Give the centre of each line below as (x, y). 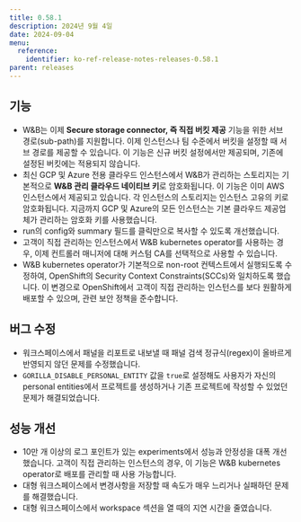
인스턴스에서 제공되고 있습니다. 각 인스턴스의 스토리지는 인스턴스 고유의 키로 (155, 197)
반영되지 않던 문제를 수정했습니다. (81, 364)
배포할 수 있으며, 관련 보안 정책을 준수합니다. (100, 298)
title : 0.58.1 (36, 18)
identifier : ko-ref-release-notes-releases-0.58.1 (122, 59)
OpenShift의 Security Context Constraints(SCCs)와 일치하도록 (162, 276)
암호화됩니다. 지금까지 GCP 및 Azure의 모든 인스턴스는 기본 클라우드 (142, 208)
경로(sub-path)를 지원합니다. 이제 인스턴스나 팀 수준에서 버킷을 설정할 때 (150, 141)
